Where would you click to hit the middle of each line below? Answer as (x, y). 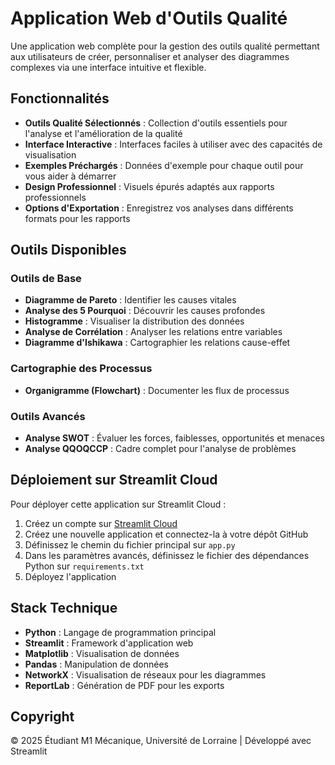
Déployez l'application (70, 576)
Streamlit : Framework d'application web (109, 643)
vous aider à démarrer (70, 176)
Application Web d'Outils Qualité (149, 18)
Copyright (42, 717)
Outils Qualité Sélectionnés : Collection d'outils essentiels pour (156, 123)
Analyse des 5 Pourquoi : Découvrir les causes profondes (145, 311)
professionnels (55, 197)
